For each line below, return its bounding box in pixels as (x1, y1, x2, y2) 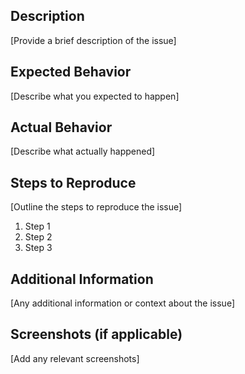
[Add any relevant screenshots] (10, 352, 140, 364)
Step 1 (24, 220, 51, 233)
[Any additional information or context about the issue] (10, 297, 236, 309)
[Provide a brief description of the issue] (10, 34, 177, 46)
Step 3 (24, 242, 53, 254)
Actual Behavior (10, 119, 113, 136)
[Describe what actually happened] (10, 145, 156, 158)
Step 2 (24, 231, 53, 243)
